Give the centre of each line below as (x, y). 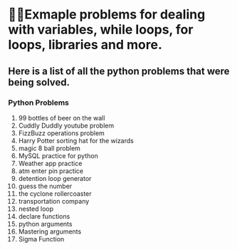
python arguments (45, 224)
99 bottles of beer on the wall (62, 118)
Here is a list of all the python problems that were (119, 71)
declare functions (44, 216)
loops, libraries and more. (85, 45)
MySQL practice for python (58, 155)
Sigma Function (41, 239)
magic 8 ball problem (49, 148)
